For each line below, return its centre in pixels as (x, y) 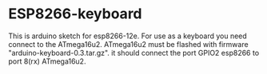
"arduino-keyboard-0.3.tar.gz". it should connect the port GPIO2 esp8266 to (134, 53)
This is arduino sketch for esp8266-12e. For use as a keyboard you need (128, 36)
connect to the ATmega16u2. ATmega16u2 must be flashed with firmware (129, 44)
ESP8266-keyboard (75, 14)
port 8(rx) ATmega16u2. (47, 61)
